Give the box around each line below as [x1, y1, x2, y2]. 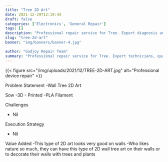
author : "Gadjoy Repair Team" [5, 48, 68, 54]
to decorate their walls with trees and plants [5, 151, 96, 157]
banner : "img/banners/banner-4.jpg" [5, 40, 81, 45]
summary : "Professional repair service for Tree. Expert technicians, [5, 53, 155, 58]
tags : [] [5, 26, 23, 31]
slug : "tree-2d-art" [5, 35, 48, 40]
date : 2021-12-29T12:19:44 [5, 12, 61, 17]
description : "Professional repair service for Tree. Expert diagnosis [5, 30, 157, 35]
